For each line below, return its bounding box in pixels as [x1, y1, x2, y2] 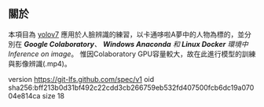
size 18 [42, 91, 65, 100]
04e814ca [8, 91, 41, 100]
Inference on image [8, 49, 71, 59]
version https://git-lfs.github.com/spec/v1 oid [8, 74, 155, 84]
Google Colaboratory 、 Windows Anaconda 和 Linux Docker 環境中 [23, 39, 249, 48]
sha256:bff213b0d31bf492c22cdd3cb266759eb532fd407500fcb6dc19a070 [8, 83, 255, 92]
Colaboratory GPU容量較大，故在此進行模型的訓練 [93, 49, 256, 59]
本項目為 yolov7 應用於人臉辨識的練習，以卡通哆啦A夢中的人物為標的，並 [8, 30, 245, 39]
